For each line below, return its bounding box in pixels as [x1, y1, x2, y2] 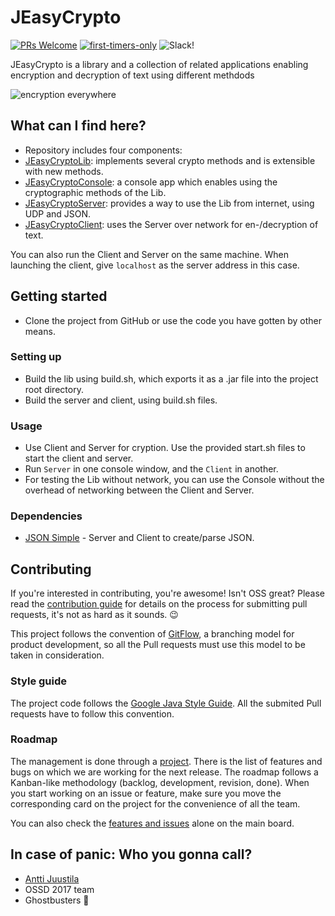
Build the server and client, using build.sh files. [24, 394, 218, 406]
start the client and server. [24, 452, 134, 465]
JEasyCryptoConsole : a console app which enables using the [24, 176, 278, 188]
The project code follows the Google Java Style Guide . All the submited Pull [10, 697, 322, 709]
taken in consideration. [10, 649, 105, 661]
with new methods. [24, 165, 104, 177]
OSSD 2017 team [24, 883, 95, 895]
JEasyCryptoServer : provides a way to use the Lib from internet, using [24, 197, 315, 209]
